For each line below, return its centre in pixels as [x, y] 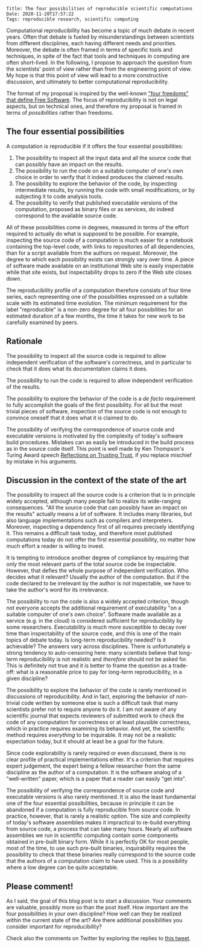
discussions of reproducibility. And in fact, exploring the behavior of [90, 696]
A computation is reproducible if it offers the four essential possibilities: [95, 146]
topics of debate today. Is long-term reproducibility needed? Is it [86, 640]
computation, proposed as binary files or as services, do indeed [94, 209]
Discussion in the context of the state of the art [96, 481]
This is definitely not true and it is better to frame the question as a [89, 666]
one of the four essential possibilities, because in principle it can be [90, 803]
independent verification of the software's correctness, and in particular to [99, 362]
